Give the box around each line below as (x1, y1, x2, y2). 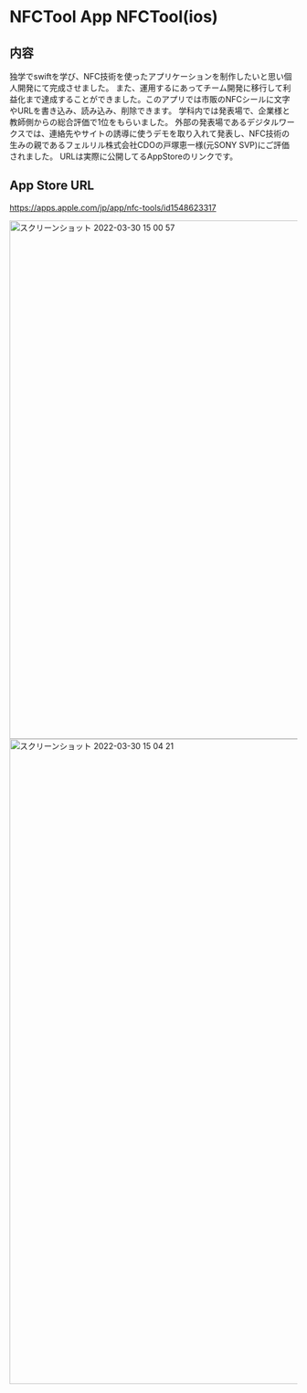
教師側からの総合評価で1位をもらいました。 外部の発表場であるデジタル (9, 117, 280, 127)
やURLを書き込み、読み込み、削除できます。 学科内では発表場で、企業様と (9, 105, 291, 116)
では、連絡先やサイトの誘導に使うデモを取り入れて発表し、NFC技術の (25, 128, 291, 139)
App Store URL (9, 178, 94, 194)
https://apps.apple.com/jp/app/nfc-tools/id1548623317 (9, 202, 217, 213)
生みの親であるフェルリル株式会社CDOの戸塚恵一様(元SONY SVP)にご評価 (9, 140, 291, 150)
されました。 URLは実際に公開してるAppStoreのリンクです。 (9, 151, 238, 162)
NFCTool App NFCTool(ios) (9, 6, 218, 27)
